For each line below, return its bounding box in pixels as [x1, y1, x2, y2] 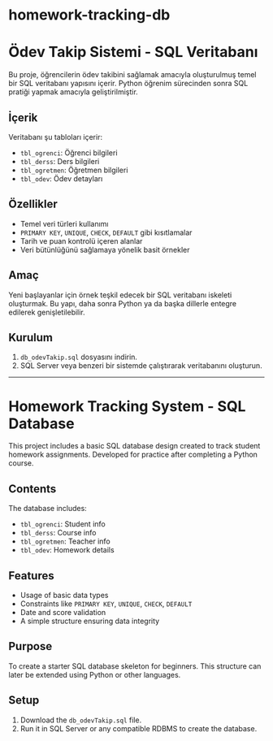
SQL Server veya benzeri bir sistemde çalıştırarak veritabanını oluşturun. [19, 361, 262, 370]
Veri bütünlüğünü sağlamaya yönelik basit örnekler [19, 245, 190, 254]
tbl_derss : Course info [19, 528, 97, 538]
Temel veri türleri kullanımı [19, 219, 109, 228]
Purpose [8, 639, 53, 653]
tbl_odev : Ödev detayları [19, 173, 103, 184]
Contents [8, 482, 57, 496]
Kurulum [8, 331, 54, 344]
